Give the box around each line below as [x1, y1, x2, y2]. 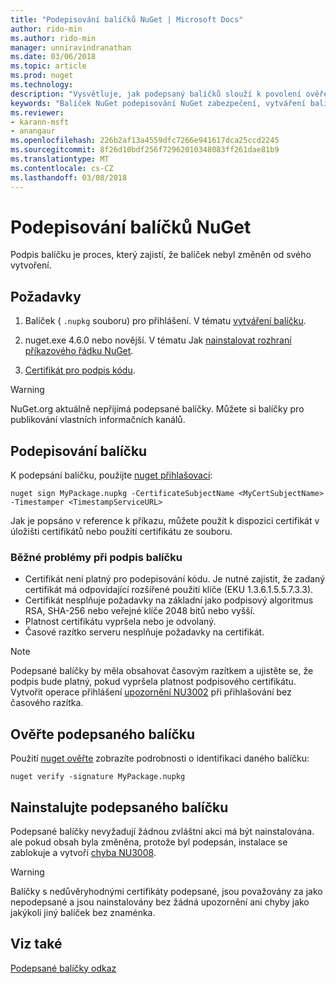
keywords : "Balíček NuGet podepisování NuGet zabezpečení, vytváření [10, 98, 307, 108]
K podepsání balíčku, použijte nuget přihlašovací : [10, 469, 213, 481]
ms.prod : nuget [10, 71, 74, 81]
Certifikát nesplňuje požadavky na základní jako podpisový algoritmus [24, 594, 314, 606]
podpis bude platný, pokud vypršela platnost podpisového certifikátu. [10, 676, 297, 688]
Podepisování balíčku [10, 442, 148, 460]
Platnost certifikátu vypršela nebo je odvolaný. [24, 616, 217, 628]
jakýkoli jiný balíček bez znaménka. [10, 906, 156, 918]
